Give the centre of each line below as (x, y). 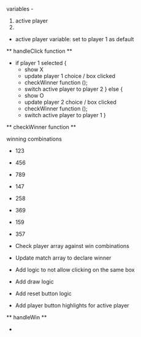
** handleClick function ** (39, 51)
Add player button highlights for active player (72, 305)
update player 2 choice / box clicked (70, 102)
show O (34, 95)
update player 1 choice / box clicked (70, 76)
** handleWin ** (27, 317)
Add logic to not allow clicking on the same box (75, 270)
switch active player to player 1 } (65, 115)
